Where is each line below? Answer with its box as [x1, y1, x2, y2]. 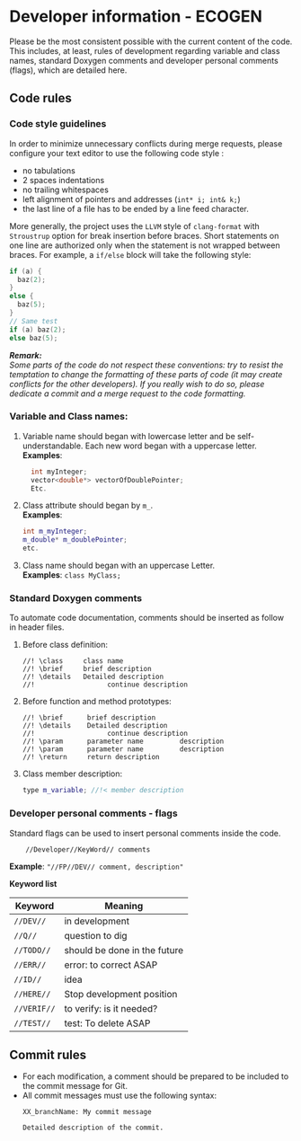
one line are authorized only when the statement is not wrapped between [9, 240, 280, 251]
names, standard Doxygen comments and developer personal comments [9, 55, 279, 66]
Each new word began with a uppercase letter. [84, 440, 258, 451]
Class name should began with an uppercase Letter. [22, 560, 216, 571]
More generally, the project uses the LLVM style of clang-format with [9, 220, 261, 231]
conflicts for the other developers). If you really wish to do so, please [9, 378, 265, 389]
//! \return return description [22, 753, 160, 762]
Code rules [9, 91, 72, 106]
